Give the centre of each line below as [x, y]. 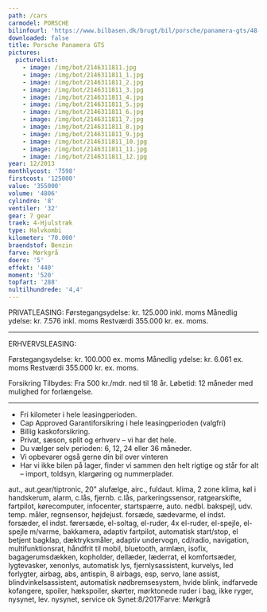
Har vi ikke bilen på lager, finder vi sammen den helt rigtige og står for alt [139, 465]
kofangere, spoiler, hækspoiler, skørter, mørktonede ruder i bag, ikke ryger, [131, 591]
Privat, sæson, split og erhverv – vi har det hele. [98, 440]
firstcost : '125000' [43, 179]
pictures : [25, 53]
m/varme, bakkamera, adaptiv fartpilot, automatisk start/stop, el [134, 532]
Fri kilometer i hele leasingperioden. [78, 414]
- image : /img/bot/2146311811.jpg [79, 68]
